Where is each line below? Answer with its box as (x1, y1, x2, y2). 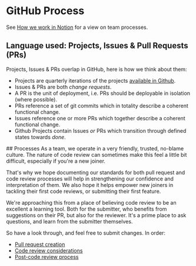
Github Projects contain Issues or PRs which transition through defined (14, 127, 187, 134)
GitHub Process (6, 4, 85, 18)
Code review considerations (14, 247, 83, 254)
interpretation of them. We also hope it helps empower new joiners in (6, 181, 174, 188)
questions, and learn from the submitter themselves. (6, 218, 133, 225)
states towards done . (14, 133, 66, 140)
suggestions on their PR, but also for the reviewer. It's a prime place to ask (6, 211, 187, 219)
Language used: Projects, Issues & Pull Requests (6, 41, 188, 51)
